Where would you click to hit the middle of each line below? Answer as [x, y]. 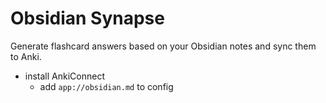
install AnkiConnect [64, 76]
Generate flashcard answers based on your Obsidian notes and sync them [163, 46]
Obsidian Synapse [87, 18]
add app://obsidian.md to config [106, 86]
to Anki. [26, 56]
